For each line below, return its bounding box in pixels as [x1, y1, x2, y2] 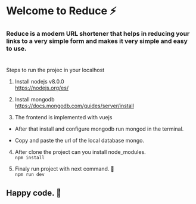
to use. [6, 45, 27, 53]
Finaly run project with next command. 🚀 [14, 165, 114, 172]
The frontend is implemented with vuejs [14, 114, 113, 121]
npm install [14, 155, 45, 161]
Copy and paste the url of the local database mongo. [14, 137, 145, 144]
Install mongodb [14, 96, 55, 103]
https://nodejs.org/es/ [14, 84, 69, 92]
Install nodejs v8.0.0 [14, 78, 64, 85]
